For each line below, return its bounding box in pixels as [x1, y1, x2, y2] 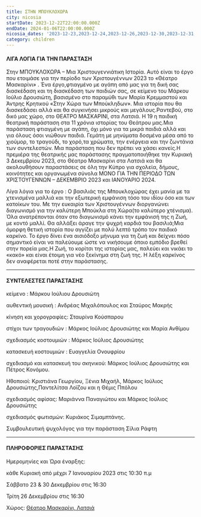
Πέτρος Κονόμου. [6, 366, 50, 374]
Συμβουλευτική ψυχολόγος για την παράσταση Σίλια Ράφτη [6, 425, 157, 432]
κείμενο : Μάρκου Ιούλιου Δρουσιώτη [6, 290, 100, 298]
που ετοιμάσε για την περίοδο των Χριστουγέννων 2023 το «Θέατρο [6, 75, 178, 82]
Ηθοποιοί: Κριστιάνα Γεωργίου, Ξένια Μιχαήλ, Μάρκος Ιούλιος [6, 378, 163, 385]
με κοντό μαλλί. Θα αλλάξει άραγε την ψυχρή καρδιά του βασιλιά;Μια [6, 219, 184, 227]
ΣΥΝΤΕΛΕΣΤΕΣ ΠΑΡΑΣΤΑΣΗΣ [6, 277, 84, 284]
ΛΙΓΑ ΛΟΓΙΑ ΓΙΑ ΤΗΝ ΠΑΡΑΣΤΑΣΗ [6, 55, 92, 62]
